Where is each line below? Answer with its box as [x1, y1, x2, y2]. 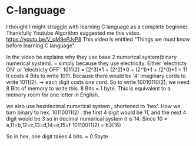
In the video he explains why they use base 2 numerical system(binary [6, 53, 177, 60]
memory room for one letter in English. [6, 91, 99, 98]
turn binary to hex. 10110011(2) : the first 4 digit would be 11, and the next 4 [6, 109, 187, 116]
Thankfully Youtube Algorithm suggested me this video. [6, 29, 141, 36]
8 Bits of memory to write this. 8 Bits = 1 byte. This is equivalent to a [6, 85, 171, 92]
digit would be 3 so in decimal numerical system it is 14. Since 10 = [6, 115, 168, 122]
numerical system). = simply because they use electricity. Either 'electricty [6, 60, 187, 67]
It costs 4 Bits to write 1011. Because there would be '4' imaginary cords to [6, 72, 187, 79]
